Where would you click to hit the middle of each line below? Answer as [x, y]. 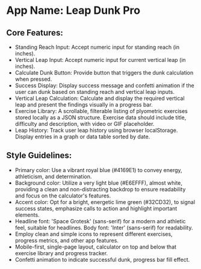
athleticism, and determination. [53, 176]
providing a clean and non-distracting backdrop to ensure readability [100, 189]
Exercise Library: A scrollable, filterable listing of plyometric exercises [101, 111]
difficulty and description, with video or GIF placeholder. [85, 124]
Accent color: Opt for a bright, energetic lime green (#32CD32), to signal [105, 202]
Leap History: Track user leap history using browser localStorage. [96, 130]
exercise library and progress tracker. [61, 253]
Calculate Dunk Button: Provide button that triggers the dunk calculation [104, 73]
